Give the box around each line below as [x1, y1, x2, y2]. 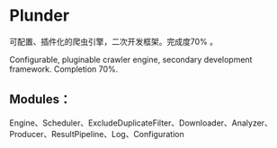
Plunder [9, 5, 70, 26]
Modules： [9, 91, 72, 108]
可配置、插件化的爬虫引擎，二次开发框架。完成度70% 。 [9, 36, 219, 47]
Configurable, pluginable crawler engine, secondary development [9, 54, 253, 65]
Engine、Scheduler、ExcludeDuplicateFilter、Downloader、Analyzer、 [9, 118, 273, 128]
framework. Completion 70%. [9, 64, 119, 74]
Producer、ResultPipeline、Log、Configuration [9, 128, 184, 139]
